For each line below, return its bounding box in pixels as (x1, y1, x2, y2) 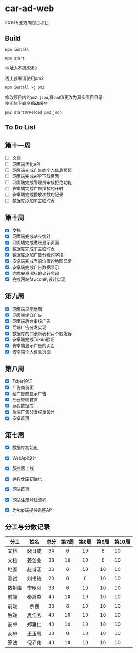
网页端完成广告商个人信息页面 (12, 167, 72, 173)
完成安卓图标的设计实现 (12, 270, 59, 276)
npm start (5, 56, 25, 61)
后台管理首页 (12, 397, 38, 403)
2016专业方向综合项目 (5, 20, 49, 25)
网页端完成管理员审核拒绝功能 (12, 179, 72, 186)
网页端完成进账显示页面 (12, 240, 59, 246)
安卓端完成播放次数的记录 (12, 191, 64, 198)
